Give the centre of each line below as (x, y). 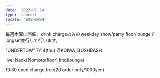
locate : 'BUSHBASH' (26, 19)
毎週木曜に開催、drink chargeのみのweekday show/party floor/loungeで (80, 34)
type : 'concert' (22, 15)
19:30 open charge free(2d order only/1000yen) (55, 70)
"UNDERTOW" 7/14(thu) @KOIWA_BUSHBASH (54, 50)
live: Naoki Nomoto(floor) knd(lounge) (45, 60)
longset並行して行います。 (33, 40)
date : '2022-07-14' (26, 10)
